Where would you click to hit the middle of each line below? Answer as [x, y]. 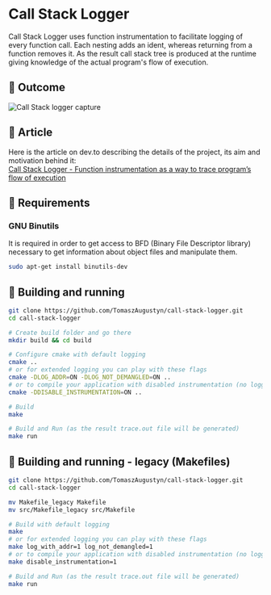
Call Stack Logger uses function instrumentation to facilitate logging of [126, 36]
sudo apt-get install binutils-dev [68, 267]
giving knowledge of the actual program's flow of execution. [108, 62]
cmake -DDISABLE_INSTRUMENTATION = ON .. [75, 392]
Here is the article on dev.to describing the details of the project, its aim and [134, 152]
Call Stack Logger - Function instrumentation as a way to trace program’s [130, 169]
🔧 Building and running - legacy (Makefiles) [119, 461]
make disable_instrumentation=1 [63, 562]
